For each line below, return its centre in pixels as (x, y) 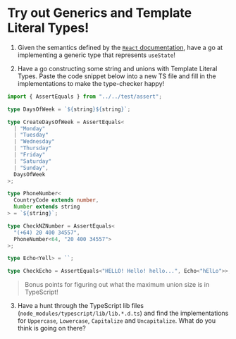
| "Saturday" (33, 161)
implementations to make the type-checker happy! (91, 83)
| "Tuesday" (31, 135)
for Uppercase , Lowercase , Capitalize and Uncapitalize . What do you (117, 321)
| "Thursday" (33, 148)
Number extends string (47, 207)
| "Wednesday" (34, 142)
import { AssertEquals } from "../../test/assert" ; (85, 97)
